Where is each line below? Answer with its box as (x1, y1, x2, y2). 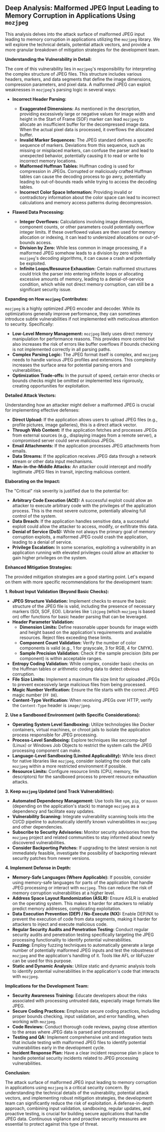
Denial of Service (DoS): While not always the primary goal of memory (12, 528, 156, 534)
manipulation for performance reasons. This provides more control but (12, 336, 155, 342)
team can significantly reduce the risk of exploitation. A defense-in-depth (5, 1100, 154, 1106)
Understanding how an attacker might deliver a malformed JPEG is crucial (5, 402, 155, 408)
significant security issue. (19, 286, 72, 292)
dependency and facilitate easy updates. (12, 808, 95, 814)
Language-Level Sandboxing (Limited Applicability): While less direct (12, 752, 156, 758)
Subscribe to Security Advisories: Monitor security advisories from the (12, 829, 158, 835)
